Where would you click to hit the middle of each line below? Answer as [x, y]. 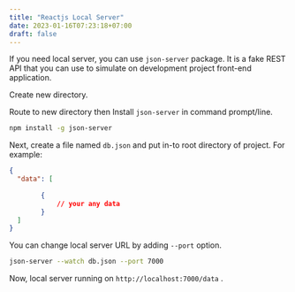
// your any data [88, 204]
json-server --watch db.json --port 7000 [87, 262]
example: [26, 155]
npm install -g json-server [61, 128]
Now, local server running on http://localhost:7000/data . [116, 279]
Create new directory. [49, 95]
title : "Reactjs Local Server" [67, 17]
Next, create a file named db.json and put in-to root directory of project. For [147, 145]
